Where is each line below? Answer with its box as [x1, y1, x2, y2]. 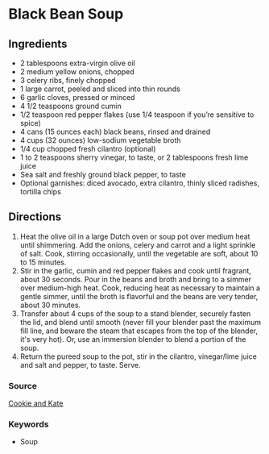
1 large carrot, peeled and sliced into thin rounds [19, 84, 181, 94]
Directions [8, 210, 62, 224]
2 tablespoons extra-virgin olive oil [19, 58, 135, 68]
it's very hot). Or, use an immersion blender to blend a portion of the [19, 334, 246, 344]
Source [8, 380, 38, 391]
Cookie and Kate [8, 398, 64, 408]
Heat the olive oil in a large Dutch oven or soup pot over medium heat [19, 231, 250, 241]
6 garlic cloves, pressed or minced [19, 93, 135, 102]
